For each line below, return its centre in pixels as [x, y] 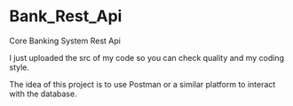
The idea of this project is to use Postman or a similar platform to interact [143, 84]
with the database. [43, 94]
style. [19, 67]
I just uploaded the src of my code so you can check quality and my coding [146, 57]
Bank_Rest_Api [66, 16]
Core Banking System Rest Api [65, 41]
